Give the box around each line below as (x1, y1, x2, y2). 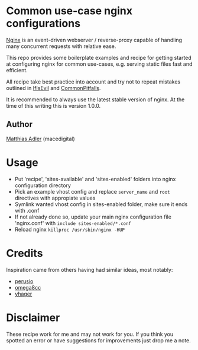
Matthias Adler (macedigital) (6, 135, 75, 142)
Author (6, 120, 33, 130)
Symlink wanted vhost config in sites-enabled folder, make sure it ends (14, 200, 188, 208)
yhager (14, 290, 33, 297)
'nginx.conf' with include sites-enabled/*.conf (14, 219, 132, 226)
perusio (14, 277, 34, 285)
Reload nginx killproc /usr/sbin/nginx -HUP (14, 226, 125, 233)
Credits (6, 246, 43, 260)
